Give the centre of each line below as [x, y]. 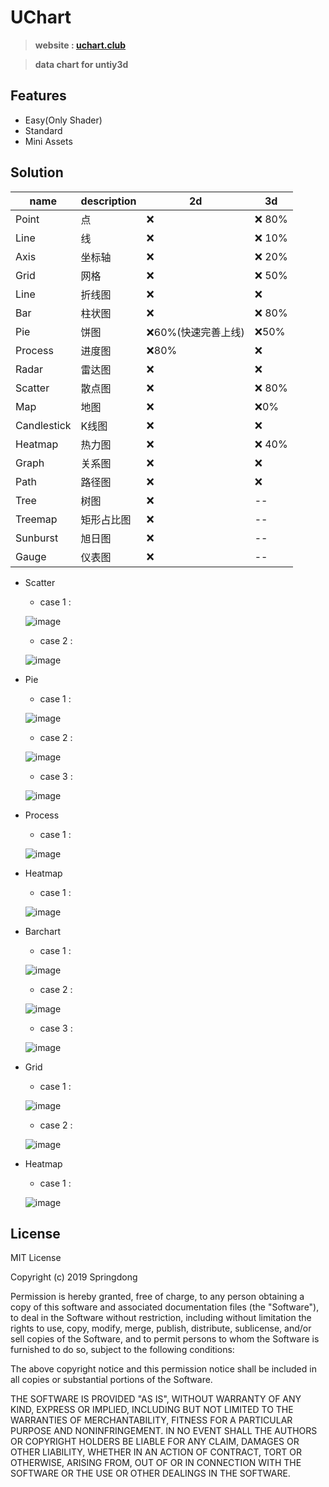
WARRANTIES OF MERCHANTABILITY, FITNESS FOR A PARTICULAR [151, 1420]
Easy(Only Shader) [63, 120]
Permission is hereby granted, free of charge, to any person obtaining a [157, 1297]
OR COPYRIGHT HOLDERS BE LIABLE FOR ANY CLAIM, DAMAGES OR [155, 1442]
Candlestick [43, 425]
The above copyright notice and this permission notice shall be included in [163, 1369]
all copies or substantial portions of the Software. [111, 1380]
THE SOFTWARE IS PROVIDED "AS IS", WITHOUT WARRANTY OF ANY [156, 1399]
